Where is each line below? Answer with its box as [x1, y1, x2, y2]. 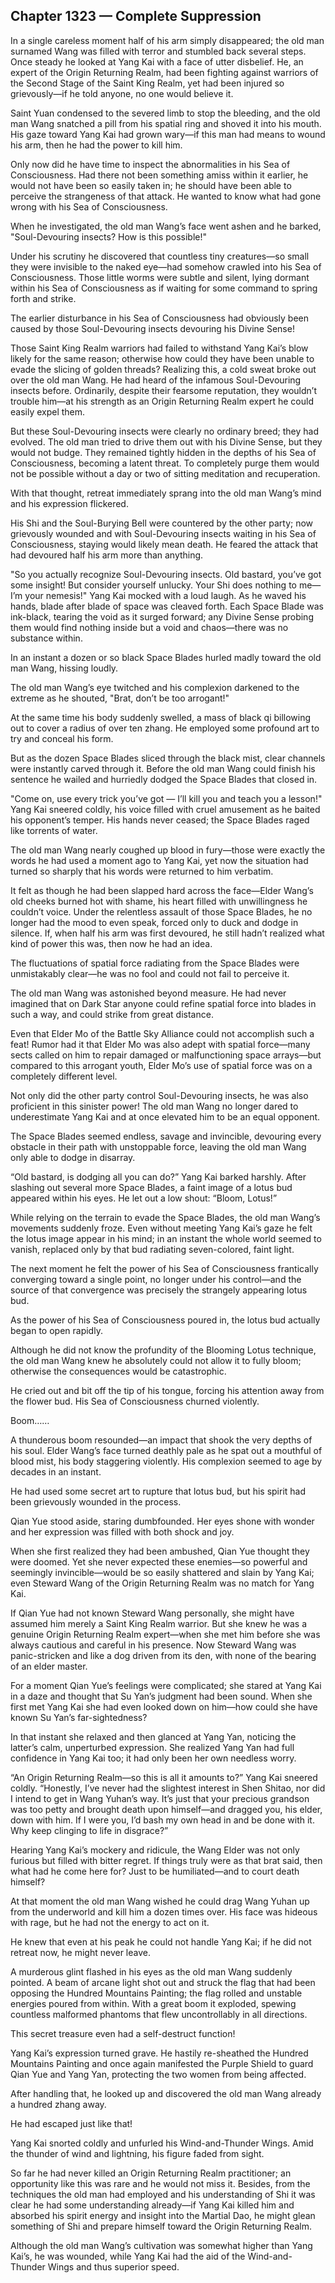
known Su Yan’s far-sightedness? [10, 1711, 148, 1723]
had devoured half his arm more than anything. [10, 549, 204, 561]
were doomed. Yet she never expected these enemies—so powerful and [10, 1555, 308, 1568]
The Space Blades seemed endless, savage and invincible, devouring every [10, 1130, 322, 1142]
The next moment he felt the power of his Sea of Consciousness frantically [10, 1262, 319, 1274]
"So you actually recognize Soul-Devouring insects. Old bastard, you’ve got [10, 568, 322, 580]
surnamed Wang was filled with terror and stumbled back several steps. [10, 45, 307, 57]
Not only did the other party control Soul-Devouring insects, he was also [10, 1089, 309, 1101]
